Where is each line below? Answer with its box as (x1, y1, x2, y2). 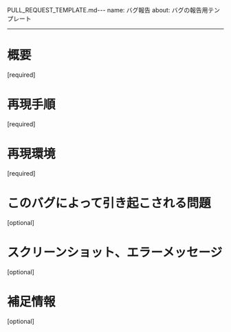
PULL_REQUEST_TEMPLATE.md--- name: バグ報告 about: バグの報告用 (7, 6, 208, 14)
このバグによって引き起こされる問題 (7, 195, 211, 211)
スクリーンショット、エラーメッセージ (7, 244, 223, 260)
